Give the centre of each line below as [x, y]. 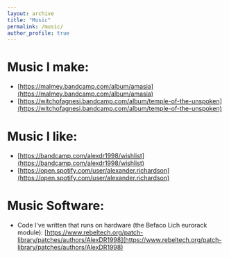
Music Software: [56, 206]
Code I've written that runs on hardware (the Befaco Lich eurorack [112, 225]
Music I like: [42, 137]
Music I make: [48, 67]
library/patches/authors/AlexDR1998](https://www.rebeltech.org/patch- [119, 240]
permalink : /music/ [35, 26]
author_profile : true [39, 33]
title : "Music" [29, 20]
